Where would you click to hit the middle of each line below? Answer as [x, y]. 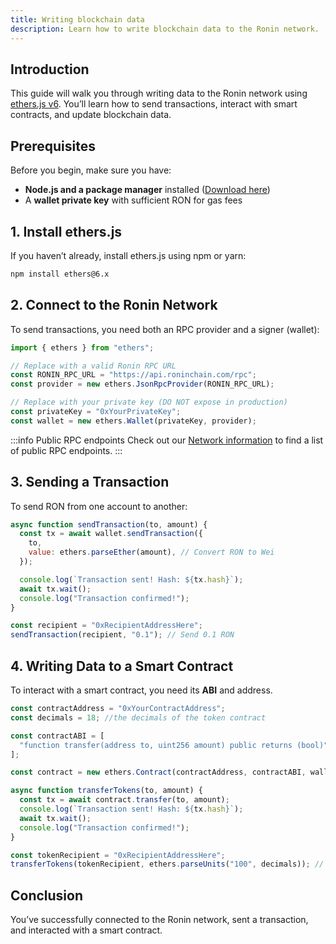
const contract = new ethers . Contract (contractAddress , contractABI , [158, 772]
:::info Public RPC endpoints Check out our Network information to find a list [167, 440]
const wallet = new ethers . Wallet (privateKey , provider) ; [133, 421]
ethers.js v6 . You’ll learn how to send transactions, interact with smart [154, 104]
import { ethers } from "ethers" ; [82, 347]
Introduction [50, 69]
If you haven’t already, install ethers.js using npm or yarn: [128, 255]
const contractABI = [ [57, 736]
